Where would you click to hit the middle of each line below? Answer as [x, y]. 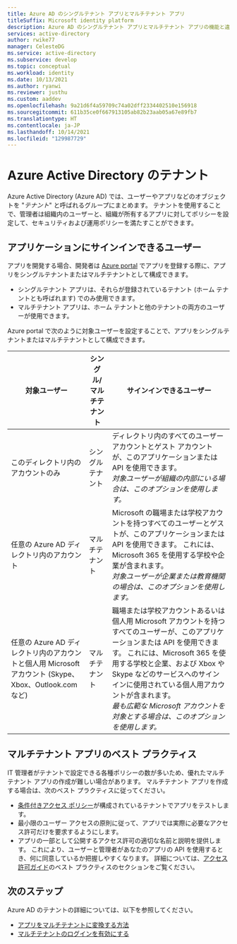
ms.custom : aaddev [34, 99]
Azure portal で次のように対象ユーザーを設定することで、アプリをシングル [115, 331]
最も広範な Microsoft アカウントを [169, 706]
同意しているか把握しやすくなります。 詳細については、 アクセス [135, 858]
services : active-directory [49, 34]
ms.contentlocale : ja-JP [44, 125]
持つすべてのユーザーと [171, 523]
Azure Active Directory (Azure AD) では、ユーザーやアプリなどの [101, 196]
